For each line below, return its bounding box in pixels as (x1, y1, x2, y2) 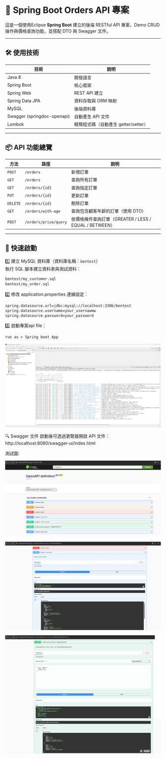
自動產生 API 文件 (74, 113, 110, 119)
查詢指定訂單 (71, 184, 97, 191)
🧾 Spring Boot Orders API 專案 (5, 4, 129, 16)
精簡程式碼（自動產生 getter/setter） (74, 121, 149, 127)
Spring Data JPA (7, 98, 41, 104)
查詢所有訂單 (71, 177, 97, 183)
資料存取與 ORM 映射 (74, 98, 117, 104)
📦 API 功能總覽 (5, 143, 53, 152)
